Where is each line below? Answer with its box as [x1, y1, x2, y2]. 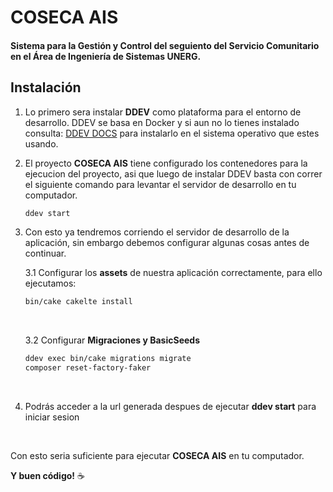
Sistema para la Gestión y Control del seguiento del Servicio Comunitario [10, 39, 320, 51]
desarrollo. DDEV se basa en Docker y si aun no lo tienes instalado [24, 116, 300, 128]
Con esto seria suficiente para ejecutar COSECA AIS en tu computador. [10, 450, 305, 462]
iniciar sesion [24, 411, 80, 423]
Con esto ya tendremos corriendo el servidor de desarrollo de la [24, 226, 290, 238]
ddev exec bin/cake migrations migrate [24, 354, 192, 364]
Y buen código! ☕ [10, 470, 85, 482]
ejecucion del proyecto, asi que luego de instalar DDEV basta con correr [24, 167, 323, 180]
